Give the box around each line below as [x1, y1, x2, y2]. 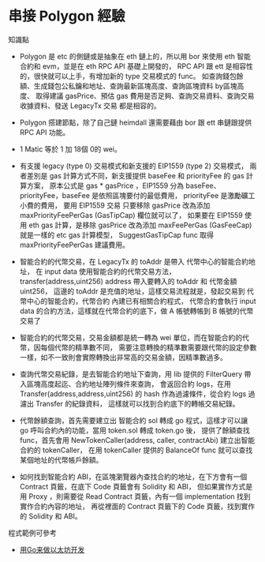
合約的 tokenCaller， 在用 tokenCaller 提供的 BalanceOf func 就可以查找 [19, 445, 253, 455]
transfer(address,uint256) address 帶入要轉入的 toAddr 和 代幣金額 [19, 276, 237, 286]
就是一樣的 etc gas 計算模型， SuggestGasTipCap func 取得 [19, 230, 215, 239]
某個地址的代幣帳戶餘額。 [19, 455, 103, 464]
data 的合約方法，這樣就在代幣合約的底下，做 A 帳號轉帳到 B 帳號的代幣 [19, 305, 254, 316]
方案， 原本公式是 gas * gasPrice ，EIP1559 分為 [26, 181, 185, 190]
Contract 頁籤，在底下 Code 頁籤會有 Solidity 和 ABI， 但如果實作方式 [19, 481, 246, 491]
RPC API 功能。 [19, 127, 70, 137]
